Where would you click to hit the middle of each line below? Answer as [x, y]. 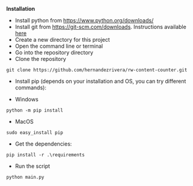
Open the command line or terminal [59, 46]
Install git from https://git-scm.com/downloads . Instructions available [101, 27]
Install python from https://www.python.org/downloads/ [84, 20]
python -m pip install [35, 111]
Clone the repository [40, 59]
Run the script [32, 166]
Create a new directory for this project [62, 40]
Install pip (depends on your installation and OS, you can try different [100, 81]
